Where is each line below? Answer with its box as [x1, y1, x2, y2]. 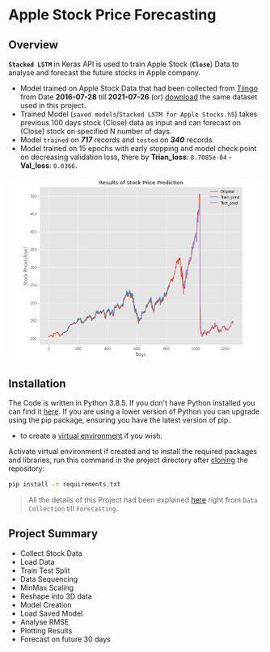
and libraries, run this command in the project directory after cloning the [8, 455, 248, 465]
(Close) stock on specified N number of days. [19, 127, 172, 136]
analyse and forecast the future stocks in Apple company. [8, 68, 200, 78]
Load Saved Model [19, 608, 83, 618]
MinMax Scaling [19, 583, 74, 592]
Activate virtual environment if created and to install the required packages [8, 447, 257, 456]
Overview [8, 38, 59, 52]
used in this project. [19, 101, 86, 110]
